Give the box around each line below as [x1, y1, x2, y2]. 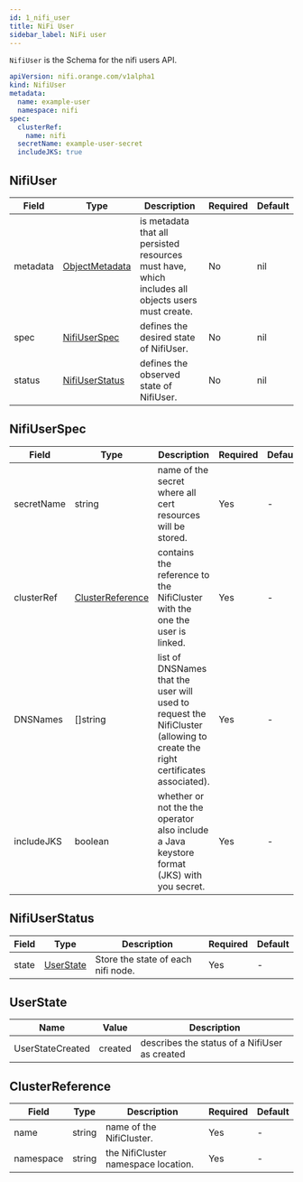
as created [140, 1048, 186, 1061]
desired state [139, 330, 196, 343]
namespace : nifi [17, 106, 78, 115]
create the [157, 741, 201, 754]
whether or [157, 789, 205, 802]
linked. [157, 636, 186, 648]
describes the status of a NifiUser [140, 1037, 283, 1049]
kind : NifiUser [9, 80, 67, 90]
